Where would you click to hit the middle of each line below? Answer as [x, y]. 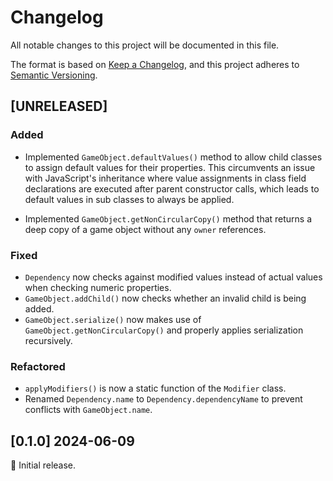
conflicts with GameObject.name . [88, 410]
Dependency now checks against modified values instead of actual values [173, 277]
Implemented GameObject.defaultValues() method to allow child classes [173, 157]
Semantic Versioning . [54, 75]
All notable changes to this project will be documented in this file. [145, 45]
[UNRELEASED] [59, 106]
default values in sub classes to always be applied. [129, 199]
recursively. [48, 340]
